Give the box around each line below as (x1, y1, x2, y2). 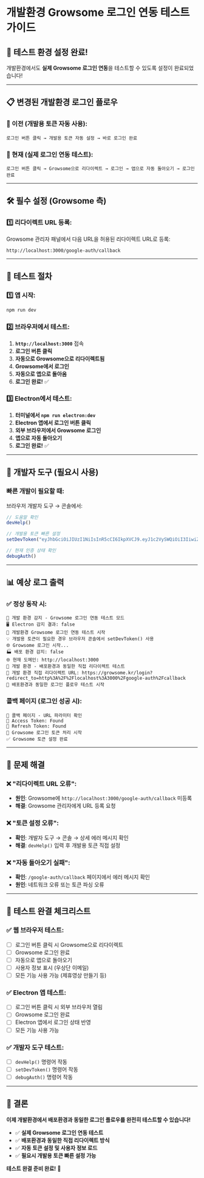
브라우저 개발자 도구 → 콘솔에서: (6, 502, 83, 509)
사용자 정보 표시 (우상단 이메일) (15, 964, 89, 971)
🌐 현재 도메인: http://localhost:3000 (6, 657, 99, 663)
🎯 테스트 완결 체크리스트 (6, 906, 91, 916)
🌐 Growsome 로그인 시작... (6, 643, 69, 649)
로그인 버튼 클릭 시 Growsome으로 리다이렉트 (15, 941, 123, 948)
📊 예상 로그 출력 (6, 577, 64, 588)
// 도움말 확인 (6, 514, 38, 520)
